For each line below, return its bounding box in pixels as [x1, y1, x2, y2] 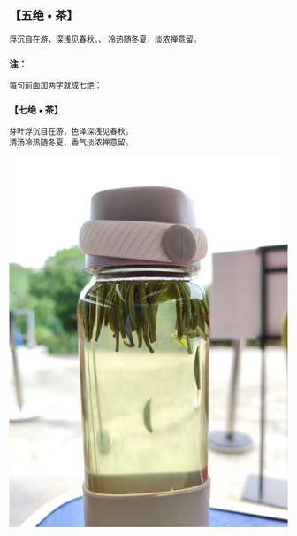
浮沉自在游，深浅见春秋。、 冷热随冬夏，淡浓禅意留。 [9, 34, 202, 44]
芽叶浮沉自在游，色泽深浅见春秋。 [9, 126, 133, 136]
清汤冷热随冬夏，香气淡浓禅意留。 [9, 136, 133, 148]
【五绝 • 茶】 [9, 8, 79, 24]
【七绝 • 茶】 [9, 105, 64, 117]
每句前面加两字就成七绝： [9, 80, 103, 90]
